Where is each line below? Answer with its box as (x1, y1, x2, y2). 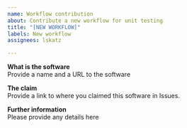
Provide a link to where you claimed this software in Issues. (7, 92, 181, 100)
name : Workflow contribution (7, 10, 93, 18)
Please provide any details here (7, 113, 99, 122)
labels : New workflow (7, 30, 72, 38)
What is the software (7, 63, 70, 71)
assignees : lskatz (7, 37, 62, 44)
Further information (7, 105, 67, 114)
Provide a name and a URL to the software (7, 70, 131, 79)
